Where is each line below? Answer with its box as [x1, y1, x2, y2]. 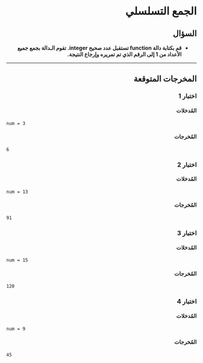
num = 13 [6, 188, 28, 194]
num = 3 [6, 120, 26, 126]
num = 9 [6, 326, 26, 332]
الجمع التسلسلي [125, 4, 197, 18]
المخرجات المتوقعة [134, 74, 197, 84]
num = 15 [6, 257, 28, 263]
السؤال [173, 28, 197, 39]
